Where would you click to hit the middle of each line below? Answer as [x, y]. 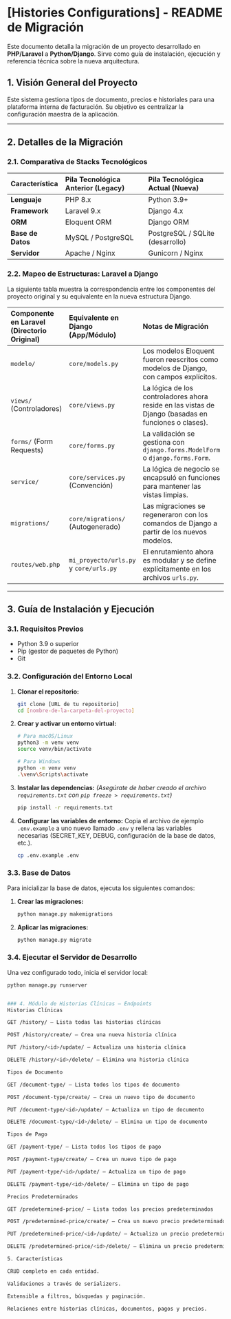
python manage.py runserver [47, 985]
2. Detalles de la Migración [65, 142]
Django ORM [168, 222]
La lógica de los [168, 387]
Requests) [27, 450]
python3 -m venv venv [48, 743]
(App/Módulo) [92, 334]
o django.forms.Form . [177, 458]
